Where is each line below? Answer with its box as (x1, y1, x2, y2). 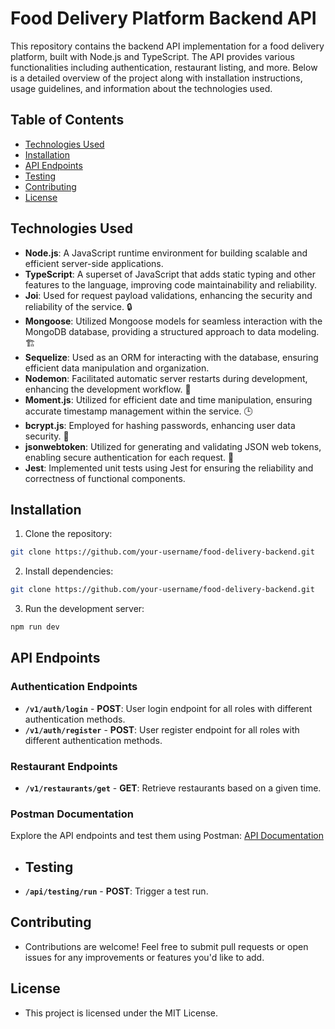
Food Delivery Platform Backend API (10, 7, 317, 30)
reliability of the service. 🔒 (24, 300, 133, 312)
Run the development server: (24, 603, 145, 615)
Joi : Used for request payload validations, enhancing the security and (24, 289, 313, 301)
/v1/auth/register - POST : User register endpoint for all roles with (24, 723, 300, 736)
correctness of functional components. (24, 472, 186, 484)
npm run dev (10, 622, 60, 632)
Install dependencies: (24, 565, 114, 577)
